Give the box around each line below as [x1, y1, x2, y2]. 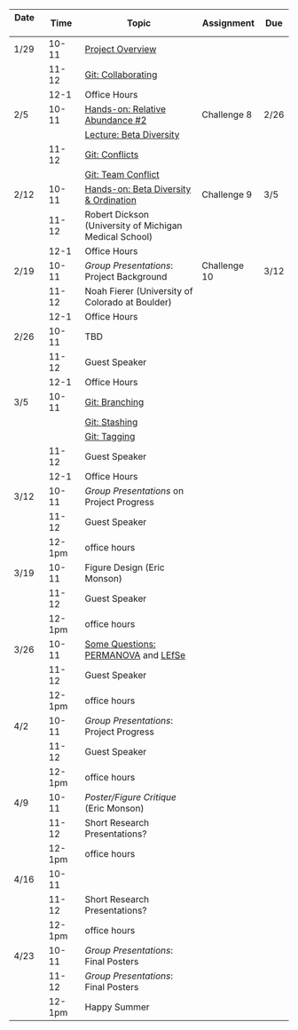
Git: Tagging [84, 431, 136, 442]
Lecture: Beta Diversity [84, 129, 180, 140]
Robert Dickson [84, 209, 149, 220]
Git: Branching [84, 396, 145, 408]
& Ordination [84, 194, 137, 206]
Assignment [202, 17, 255, 29]
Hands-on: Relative [84, 103, 167, 115]
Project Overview [84, 44, 157, 55]
